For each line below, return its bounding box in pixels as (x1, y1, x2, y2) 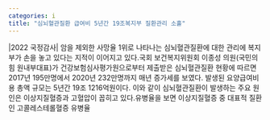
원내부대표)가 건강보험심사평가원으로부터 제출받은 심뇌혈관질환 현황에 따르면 (16, 62, 257, 72)
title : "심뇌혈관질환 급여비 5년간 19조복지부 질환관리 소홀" (8, 19, 186, 27)
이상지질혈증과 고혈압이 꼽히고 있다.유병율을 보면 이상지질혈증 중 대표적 (23, 93, 247, 102)
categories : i (8, 11, 56, 20)
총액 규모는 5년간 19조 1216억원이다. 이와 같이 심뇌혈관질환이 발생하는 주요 (16, 82, 251, 93)
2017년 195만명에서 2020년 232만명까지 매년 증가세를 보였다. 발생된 (8, 72, 226, 82)
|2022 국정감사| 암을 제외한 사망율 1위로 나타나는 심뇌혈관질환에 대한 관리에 (8, 42, 247, 52)
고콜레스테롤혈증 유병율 (16, 102, 91, 113)
